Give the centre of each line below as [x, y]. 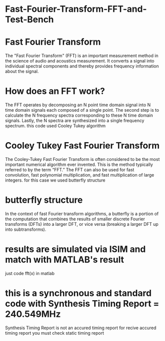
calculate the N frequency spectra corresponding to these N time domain [79, 115]
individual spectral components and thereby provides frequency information [82, 66]
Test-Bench [29, 19]
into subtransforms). [26, 229]
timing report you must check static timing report [55, 333]
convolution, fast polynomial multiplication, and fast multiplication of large [80, 175]
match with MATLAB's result [65, 260]
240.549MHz [33, 314]
